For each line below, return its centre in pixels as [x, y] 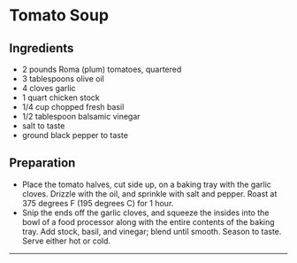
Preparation [42, 163]
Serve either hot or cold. [66, 241]
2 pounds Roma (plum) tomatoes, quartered [102, 69]
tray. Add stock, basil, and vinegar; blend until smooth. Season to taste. [152, 231]
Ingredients [42, 48]
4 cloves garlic [49, 88]
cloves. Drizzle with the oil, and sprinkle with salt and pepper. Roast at [149, 193]
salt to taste [43, 126]
